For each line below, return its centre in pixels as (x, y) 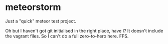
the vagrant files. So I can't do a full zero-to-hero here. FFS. (67, 36)
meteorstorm (33, 7)
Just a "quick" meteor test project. (41, 21)
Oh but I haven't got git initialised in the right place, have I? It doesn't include (84, 30)
